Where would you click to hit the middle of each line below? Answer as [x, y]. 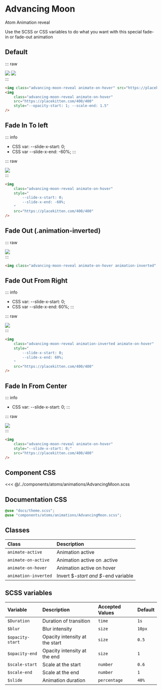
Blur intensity [57, 628]
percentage [110, 680]
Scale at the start [61, 664]
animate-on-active [28, 560]
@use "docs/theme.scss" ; [30, 511]
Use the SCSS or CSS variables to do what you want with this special [74, 31]
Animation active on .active [87, 560]
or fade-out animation [31, 37]
